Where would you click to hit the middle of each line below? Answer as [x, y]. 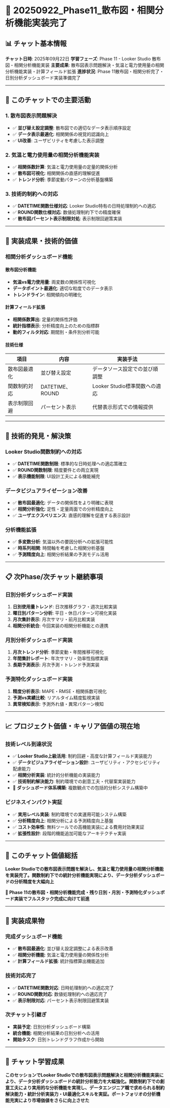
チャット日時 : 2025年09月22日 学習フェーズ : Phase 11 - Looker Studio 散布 [83, 59]
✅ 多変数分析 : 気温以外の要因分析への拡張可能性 [63, 542]
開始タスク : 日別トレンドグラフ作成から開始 [58, 1039]
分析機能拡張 [21, 530]
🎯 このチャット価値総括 [41, 856]
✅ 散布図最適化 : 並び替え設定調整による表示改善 [63, 949]
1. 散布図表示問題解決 [31, 116]
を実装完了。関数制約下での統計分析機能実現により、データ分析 [72, 875]
